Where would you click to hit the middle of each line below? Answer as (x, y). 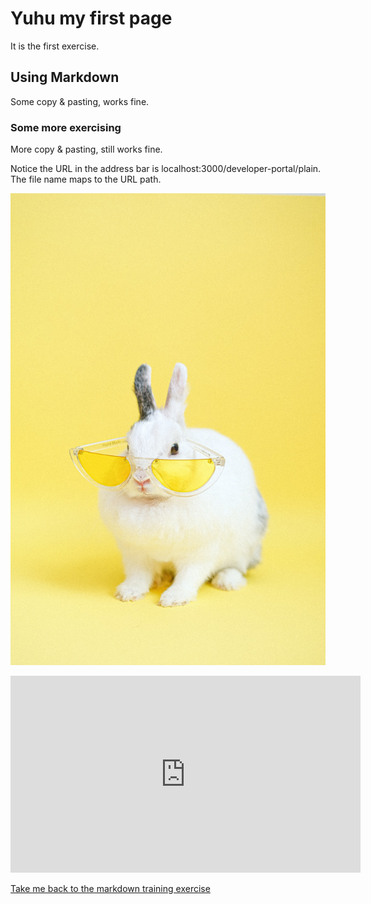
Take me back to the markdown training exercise (110, 888)
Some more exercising (66, 127)
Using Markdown (65, 77)
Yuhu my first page (91, 18)
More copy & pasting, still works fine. (86, 149)
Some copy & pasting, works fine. (80, 101)
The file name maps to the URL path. (86, 179)
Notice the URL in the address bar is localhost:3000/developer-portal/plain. (166, 169)
